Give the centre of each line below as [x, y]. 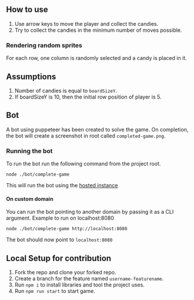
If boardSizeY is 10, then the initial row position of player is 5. [88, 97]
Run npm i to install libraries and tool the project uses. [80, 285]
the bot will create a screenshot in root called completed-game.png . [86, 136]
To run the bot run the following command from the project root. [83, 164]
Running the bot [29, 151]
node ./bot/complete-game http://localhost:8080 [67, 229]
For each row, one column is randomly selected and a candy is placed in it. [96, 58]
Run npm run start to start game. [55, 291]
